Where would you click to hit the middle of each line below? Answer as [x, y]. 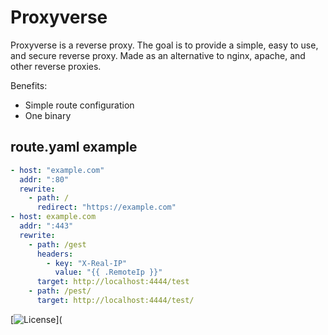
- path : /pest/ [60, 291]
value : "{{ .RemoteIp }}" [108, 272]
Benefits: [29, 85]
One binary [48, 115]
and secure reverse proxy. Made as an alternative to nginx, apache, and [158, 55]
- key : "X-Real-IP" [87, 263]
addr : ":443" [46, 226]
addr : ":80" [44, 179]
